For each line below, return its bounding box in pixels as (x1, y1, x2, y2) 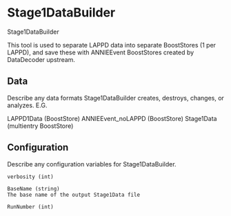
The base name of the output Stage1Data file (7, 191, 140, 198)
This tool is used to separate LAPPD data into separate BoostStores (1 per (7, 41, 216, 49)
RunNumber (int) (7, 203, 54, 210)
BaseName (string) (7, 185, 60, 192)
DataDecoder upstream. (7, 55, 76, 63)
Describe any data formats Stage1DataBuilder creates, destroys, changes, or (7, 94, 224, 102)
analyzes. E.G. (7, 101, 48, 109)
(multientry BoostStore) (7, 122, 74, 130)
